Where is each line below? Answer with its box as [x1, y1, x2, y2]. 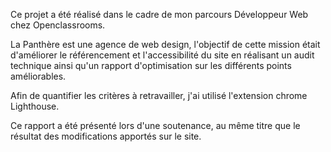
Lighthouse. [10, 100, 60, 112]
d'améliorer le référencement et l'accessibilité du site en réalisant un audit [10, 49, 315, 61]
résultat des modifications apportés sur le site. [10, 130, 202, 142]
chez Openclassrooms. [10, 19, 106, 31]
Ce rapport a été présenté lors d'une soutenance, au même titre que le [10, 120, 301, 131]
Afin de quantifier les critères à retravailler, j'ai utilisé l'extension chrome [10, 90, 308, 101]
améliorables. [10, 70, 67, 82]
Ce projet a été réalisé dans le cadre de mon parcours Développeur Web [10, 9, 309, 20]
